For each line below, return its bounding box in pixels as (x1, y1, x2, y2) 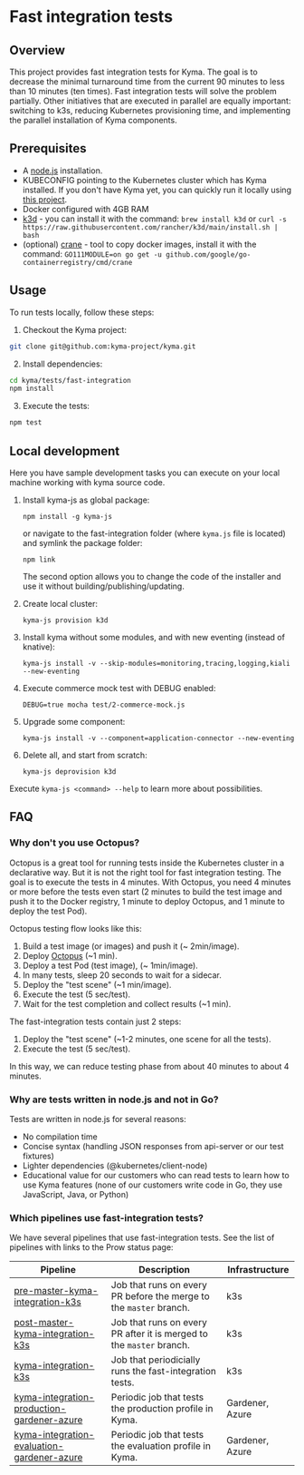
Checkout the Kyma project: (22, 324, 127, 335)
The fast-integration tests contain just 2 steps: (9, 1016, 182, 1027)
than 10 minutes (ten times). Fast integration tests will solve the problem (9, 86, 278, 96)
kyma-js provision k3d (22, 615, 109, 625)
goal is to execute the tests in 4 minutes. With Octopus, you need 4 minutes (9, 876, 291, 887)
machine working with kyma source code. (9, 476, 166, 487)
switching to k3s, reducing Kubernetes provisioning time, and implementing (9, 105, 291, 115)
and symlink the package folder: (22, 537, 143, 548)
